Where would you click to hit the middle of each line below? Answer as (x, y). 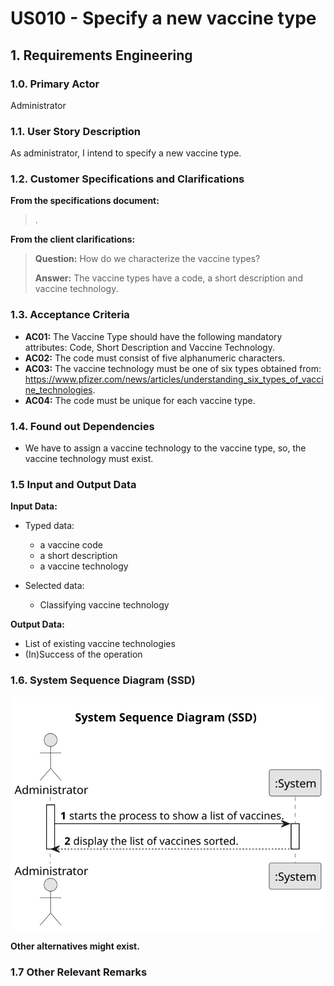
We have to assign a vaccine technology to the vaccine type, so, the (165, 448)
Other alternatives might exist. (75, 946)
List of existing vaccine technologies (100, 644)
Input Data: (34, 506)
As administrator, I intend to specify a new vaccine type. (126, 153)
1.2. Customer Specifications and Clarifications (127, 179)
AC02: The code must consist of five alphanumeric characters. (155, 358)
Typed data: (49, 526)
